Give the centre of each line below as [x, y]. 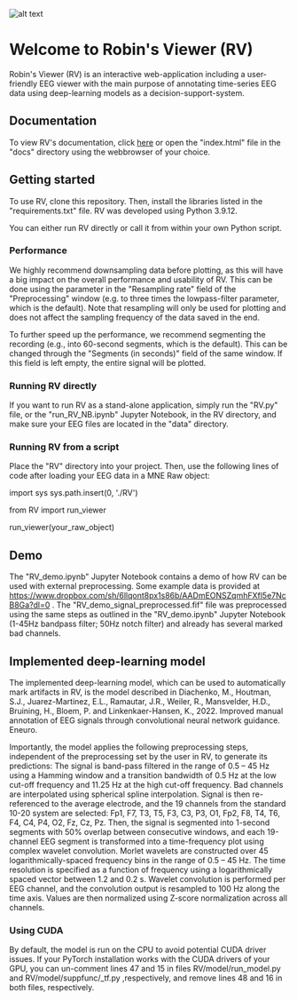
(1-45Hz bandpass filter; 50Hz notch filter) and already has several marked [146, 624]
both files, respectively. [52, 988]
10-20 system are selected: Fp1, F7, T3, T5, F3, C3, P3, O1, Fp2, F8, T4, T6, [145, 814]
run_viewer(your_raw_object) [62, 528]
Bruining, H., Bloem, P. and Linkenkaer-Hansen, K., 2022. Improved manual [146, 711]
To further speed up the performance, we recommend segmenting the [137, 334]
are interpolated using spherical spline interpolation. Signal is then [130, 794]
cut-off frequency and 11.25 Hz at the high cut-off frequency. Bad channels [146, 785]
